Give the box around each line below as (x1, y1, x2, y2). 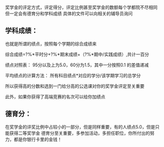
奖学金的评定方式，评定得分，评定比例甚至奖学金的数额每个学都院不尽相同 (5, 4, 158, 10)
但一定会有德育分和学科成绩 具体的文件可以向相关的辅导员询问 (5, 10, 133, 16)
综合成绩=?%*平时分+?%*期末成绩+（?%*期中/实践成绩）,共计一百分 (5, 51, 149, 57)
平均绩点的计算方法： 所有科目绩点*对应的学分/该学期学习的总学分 (5, 72, 141, 78)
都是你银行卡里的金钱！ (13, 136, 62, 142)
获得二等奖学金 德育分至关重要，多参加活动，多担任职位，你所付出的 (9, 130, 150, 136)
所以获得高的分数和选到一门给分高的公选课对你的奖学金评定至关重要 (5, 83, 145, 89)
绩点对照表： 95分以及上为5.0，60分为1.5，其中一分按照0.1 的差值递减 (5, 62, 149, 68)
